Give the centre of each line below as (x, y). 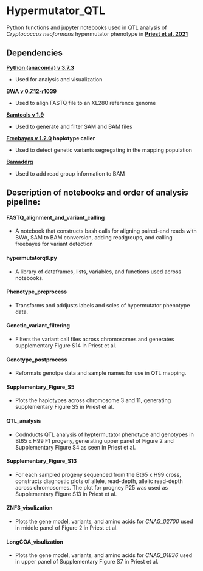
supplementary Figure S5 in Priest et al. (64, 407)
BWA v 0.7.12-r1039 (32, 91)
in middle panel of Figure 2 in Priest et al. (67, 528)
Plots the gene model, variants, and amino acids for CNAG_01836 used (104, 555)
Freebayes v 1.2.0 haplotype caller (51, 138)
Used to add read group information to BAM (70, 173)
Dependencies (34, 53)
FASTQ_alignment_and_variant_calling (56, 217)
